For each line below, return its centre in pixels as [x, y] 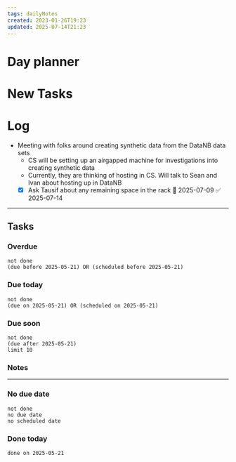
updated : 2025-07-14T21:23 [47, 27]
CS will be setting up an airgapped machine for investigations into [123, 160]
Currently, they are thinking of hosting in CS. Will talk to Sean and [123, 175]
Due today [25, 285]
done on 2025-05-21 [36, 453]
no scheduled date [34, 421]
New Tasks [40, 94]
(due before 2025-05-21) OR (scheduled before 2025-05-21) [96, 268]
